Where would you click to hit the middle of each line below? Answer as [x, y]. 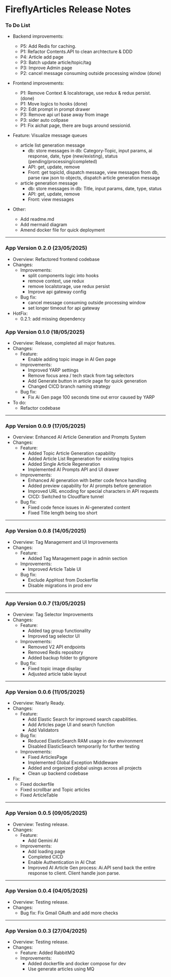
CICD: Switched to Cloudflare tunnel [66, 497]
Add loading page [46, 851]
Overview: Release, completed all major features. [64, 343]
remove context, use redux [56, 281]
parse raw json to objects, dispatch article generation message [94, 178]
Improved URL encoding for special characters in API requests [93, 491]
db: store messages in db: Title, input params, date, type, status [95, 189]
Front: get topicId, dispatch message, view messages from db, [93, 172]
